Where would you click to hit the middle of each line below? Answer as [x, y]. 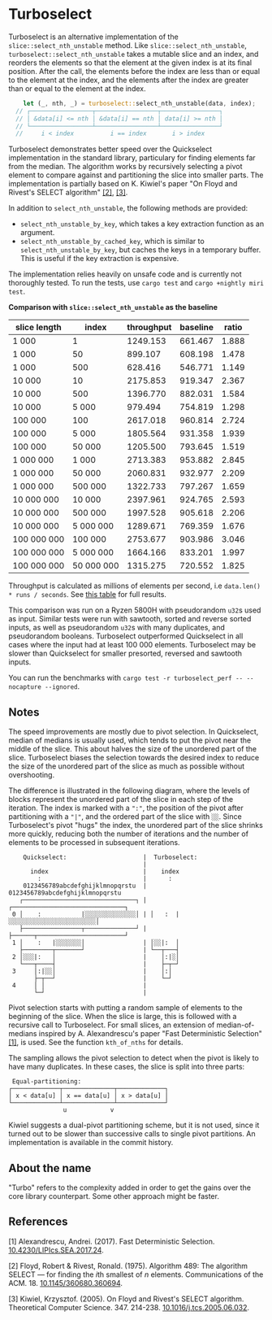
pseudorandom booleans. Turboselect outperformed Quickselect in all [126, 636]
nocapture [25, 687]
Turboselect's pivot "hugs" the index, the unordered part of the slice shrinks [136, 826]
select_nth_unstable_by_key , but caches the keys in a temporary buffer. [140, 250]
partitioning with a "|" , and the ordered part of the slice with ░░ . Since [125, 817]
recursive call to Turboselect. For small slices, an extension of [112, 1025]
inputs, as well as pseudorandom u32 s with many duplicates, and [117, 628]
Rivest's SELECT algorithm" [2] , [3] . [68, 193]
